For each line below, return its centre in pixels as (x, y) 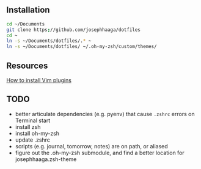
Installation (28, 10)
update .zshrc (33, 140)
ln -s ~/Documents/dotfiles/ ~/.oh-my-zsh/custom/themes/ (82, 47)
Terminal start (33, 120)
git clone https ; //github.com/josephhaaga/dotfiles (73, 30)
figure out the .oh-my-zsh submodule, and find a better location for (100, 153)
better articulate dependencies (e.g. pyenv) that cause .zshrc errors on (105, 114)
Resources (27, 65)
